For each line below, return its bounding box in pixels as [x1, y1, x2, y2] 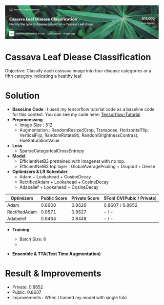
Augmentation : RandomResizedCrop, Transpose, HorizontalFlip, [19, 127, 149, 133]
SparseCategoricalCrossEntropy [19, 148, 84, 154]
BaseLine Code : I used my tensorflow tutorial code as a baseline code [12, 107, 155, 112]
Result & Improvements [5, 268, 102, 279]
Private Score [71, 195, 100, 201]
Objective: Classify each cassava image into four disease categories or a [5, 68, 152, 74]
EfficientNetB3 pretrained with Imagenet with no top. [19, 158, 125, 164]
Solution [5, 90, 40, 101]
